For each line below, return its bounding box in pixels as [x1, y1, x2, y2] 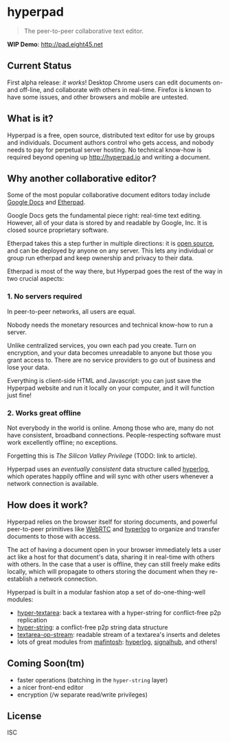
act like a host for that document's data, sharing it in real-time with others [7, 553, 215, 561]
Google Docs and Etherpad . [7, 198, 86, 207]
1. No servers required [7, 292, 82, 301]
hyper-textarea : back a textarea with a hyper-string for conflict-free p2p [16, 608, 222, 616]
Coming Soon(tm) [7, 658, 84, 669]
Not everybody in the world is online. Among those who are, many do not [7, 424, 214, 432]
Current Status [7, 60, 72, 72]
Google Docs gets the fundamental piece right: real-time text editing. [7, 211, 202, 220]
